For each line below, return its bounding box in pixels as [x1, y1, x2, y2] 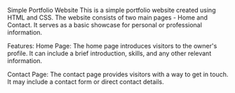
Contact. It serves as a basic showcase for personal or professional [7, 21, 202, 29]
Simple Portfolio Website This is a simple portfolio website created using [7, 6, 216, 14]
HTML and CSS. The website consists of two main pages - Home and [7, 13, 208, 22]
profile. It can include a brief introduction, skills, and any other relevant [7, 49, 212, 57]
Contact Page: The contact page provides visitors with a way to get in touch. [7, 70, 229, 78]
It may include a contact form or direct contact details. [7, 78, 164, 86]
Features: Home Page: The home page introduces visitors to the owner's [7, 42, 217, 50]
